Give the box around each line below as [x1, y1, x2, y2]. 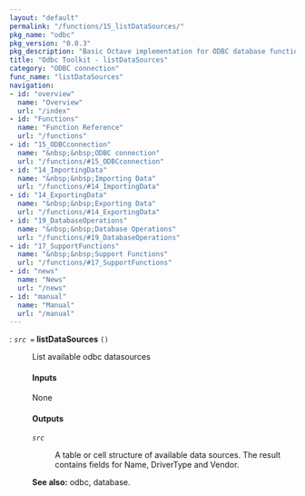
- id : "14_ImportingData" [9, 165, 107, 174]
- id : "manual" [9, 292, 67, 301]
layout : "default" [9, 13, 79, 23]
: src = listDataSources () [9, 333, 109, 345]
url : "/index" [17, 106, 71, 115]
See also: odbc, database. [32, 476, 131, 487]
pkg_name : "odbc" [9, 30, 75, 39]
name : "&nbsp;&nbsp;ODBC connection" [17, 148, 161, 157]
